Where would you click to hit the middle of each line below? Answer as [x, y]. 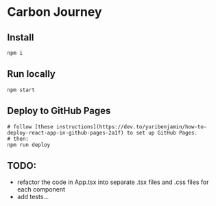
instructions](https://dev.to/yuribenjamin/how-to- [131, 127]
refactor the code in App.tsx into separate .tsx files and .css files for [113, 182]
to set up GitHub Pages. [162, 133]
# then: [18, 139]
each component [41, 190]
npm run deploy [29, 145]
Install [21, 37]
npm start [21, 90]
